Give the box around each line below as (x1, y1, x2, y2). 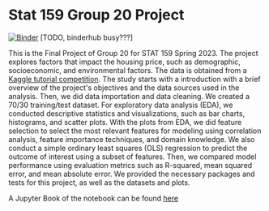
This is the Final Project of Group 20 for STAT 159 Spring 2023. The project (8, 48, 258, 58)
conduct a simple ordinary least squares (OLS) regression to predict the (8, 143, 248, 153)
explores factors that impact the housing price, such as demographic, (8, 57, 241, 67)
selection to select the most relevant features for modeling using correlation (8, 126, 262, 136)
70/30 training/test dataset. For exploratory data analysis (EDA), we (8, 100, 233, 110)
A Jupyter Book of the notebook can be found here (8, 193, 179, 203)
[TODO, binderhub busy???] (40, 32, 134, 42)
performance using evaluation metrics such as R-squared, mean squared (8, 160, 253, 170)
